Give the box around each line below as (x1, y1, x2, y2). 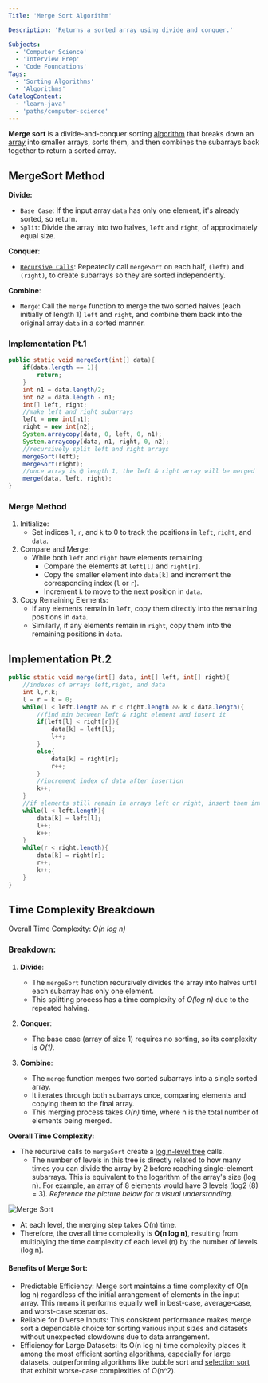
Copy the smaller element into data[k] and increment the (43, 570, 231, 580)
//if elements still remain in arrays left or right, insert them (22, 800, 248, 807)
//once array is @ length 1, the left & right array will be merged (22, 467, 255, 475)
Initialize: (19, 519, 49, 528)
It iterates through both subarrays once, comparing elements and (31, 1090, 246, 1100)
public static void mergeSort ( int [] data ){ (8, 356, 156, 364)
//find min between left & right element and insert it (37, 710, 227, 718)
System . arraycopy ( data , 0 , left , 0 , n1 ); (22, 430, 162, 438)
